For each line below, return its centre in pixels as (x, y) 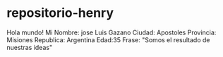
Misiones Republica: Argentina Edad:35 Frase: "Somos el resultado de (108, 39)
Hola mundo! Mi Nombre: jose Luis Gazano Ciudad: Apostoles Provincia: (111, 32)
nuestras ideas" (30, 47)
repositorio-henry (60, 13)
